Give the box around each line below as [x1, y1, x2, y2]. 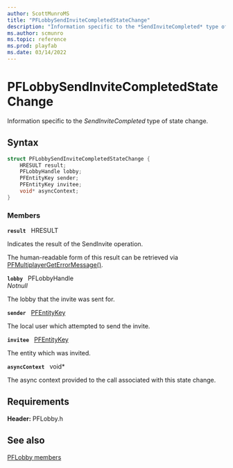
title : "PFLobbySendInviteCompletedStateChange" [7, 17, 150, 24]
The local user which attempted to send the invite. [7, 322, 150, 330]
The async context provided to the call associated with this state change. [7, 376, 216, 385]
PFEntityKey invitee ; [19, 181, 82, 188]
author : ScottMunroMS [7, 10, 70, 17]
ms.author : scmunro [7, 29, 64, 37]
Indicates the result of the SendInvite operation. [7, 240, 144, 248]
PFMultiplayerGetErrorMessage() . [7, 261, 103, 269]
